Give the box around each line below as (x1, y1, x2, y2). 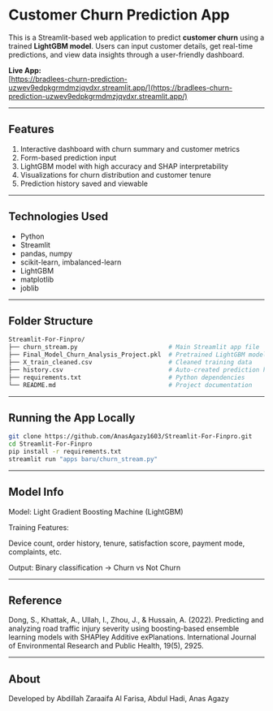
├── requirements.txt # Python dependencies (8, 373, 245, 381)
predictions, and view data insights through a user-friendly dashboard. (8, 50, 245, 59)
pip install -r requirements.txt (8, 448, 122, 456)
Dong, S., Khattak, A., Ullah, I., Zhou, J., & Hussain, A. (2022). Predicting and (8, 615, 264, 625)
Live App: (8, 65, 42, 75)
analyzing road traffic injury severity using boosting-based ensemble (8, 623, 240, 634)
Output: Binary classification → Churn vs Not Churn (8, 562, 181, 572)
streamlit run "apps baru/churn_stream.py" (8, 455, 158, 463)
